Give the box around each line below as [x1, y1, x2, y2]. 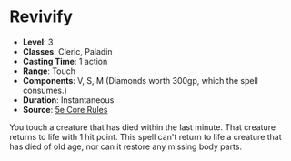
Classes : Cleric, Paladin [22, 45, 113, 56]
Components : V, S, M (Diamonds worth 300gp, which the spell [22, 75, 259, 86]
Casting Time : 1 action [22, 55, 108, 66]
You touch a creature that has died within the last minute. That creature [9, 121, 276, 133]
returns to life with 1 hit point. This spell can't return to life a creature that [9, 131, 282, 142]
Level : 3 [22, 36, 54, 47]
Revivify [9, 6, 73, 27]
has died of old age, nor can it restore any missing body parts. [9, 141, 243, 152]
